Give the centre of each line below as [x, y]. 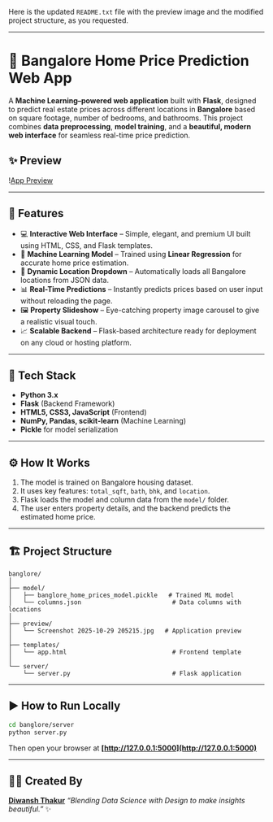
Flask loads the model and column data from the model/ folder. [125, 500]
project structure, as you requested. [68, 20]
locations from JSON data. [65, 280]
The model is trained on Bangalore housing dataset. [106, 482]
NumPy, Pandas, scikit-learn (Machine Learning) [103, 421]
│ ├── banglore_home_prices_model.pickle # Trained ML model [121, 595]
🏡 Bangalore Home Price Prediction [129, 61]
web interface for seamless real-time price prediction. [100, 135]
